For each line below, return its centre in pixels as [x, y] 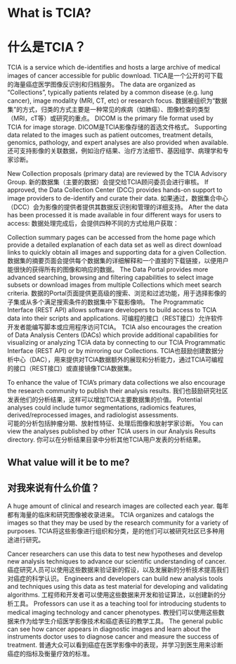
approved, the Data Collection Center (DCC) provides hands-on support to [115, 190]
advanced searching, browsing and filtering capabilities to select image [111, 277]
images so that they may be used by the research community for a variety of [118, 523]
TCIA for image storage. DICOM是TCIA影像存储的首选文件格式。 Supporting [117, 127]
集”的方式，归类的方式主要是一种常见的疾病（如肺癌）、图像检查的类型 [109, 110]
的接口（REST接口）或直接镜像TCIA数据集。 [71, 369]
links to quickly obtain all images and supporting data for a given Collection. [117, 253]
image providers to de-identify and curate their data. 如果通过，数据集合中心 [118, 198]
